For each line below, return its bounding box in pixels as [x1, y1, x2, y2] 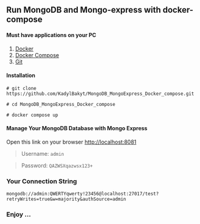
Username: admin [21, 150, 64, 157]
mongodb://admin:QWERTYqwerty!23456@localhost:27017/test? [6, 191, 159, 197]
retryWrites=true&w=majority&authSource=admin [6, 196, 126, 203]
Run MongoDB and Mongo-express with [6, 5, 161, 15]
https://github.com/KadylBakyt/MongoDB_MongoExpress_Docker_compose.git [6, 91, 195, 97]
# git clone [6, 85, 36, 91]
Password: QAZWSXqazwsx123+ [21, 162, 93, 169]
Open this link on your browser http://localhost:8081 [6, 138, 137, 145]
